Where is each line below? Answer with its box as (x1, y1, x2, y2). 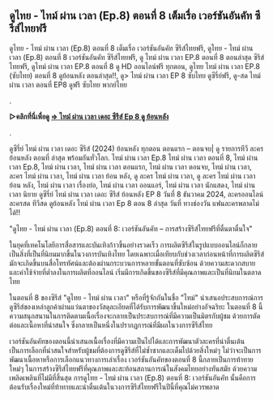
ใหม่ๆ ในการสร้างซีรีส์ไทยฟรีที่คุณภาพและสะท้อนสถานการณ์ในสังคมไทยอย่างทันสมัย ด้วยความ (9, 363, 258, 373)
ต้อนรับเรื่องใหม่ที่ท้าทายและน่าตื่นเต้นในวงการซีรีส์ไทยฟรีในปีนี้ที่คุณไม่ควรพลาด (9, 381, 220, 391)
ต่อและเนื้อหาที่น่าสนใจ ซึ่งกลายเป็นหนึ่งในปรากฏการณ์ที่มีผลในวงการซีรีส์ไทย (9, 320, 213, 329)
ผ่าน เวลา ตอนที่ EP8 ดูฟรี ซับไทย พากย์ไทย (9, 80, 128, 89)
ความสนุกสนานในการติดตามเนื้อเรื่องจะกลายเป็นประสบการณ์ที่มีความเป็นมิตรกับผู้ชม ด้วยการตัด (9, 311, 261, 320)
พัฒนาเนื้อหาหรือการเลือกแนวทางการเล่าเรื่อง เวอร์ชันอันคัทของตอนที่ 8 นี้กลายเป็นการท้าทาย (9, 355, 254, 364)
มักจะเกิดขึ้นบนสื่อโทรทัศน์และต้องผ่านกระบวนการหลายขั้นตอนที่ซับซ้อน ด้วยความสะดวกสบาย (9, 258, 256, 268)
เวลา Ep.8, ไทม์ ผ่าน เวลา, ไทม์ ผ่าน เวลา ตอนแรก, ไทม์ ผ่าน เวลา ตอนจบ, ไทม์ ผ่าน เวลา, (9, 161, 252, 171)
